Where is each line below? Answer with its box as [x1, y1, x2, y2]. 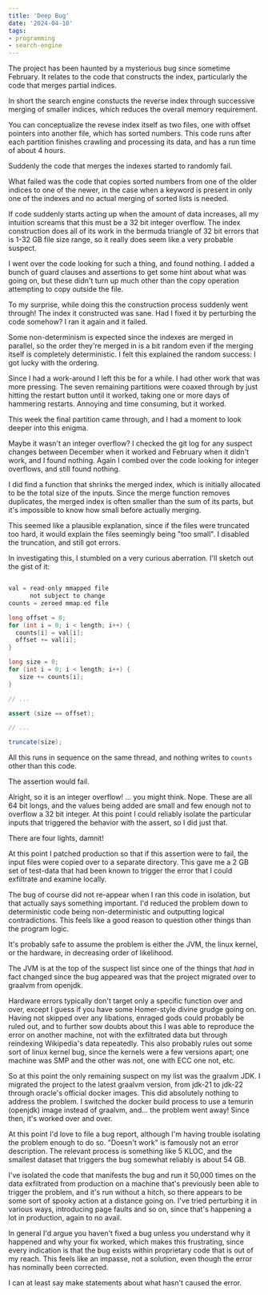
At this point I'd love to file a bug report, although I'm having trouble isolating [8, 1129, 261, 1139]
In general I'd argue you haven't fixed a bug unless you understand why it [8, 1228, 250, 1238]
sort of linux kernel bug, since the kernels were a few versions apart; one [8, 1047, 250, 1057]
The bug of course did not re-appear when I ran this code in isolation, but [8, 890, 250, 900]
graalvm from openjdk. [8, 981, 84, 990]
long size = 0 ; [8, 658, 59, 666]
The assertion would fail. [8, 777, 90, 786]
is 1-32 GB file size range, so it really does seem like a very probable [8, 235, 234, 244]
